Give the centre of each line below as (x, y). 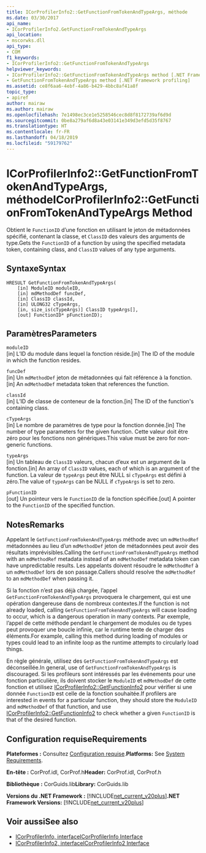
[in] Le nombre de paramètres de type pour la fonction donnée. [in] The (96, 425)
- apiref (17, 98)
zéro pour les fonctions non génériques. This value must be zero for (91, 438)
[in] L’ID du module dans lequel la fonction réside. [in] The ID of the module (101, 354)
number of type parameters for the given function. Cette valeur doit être (97, 432)
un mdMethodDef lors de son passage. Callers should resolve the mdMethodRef (101, 572)
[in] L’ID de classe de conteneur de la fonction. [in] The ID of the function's (100, 401)
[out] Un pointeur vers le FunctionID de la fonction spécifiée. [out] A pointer (101, 499)
